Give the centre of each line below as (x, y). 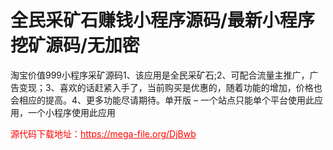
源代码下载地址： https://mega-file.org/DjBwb (103, 133)
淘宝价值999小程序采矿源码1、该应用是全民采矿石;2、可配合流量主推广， (160, 75)
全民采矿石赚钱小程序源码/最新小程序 (162, 20)
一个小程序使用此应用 (71, 112)
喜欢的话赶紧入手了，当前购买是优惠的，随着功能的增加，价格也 (191, 87)
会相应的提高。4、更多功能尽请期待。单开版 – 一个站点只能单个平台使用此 (162, 100)
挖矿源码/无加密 (75, 45)
